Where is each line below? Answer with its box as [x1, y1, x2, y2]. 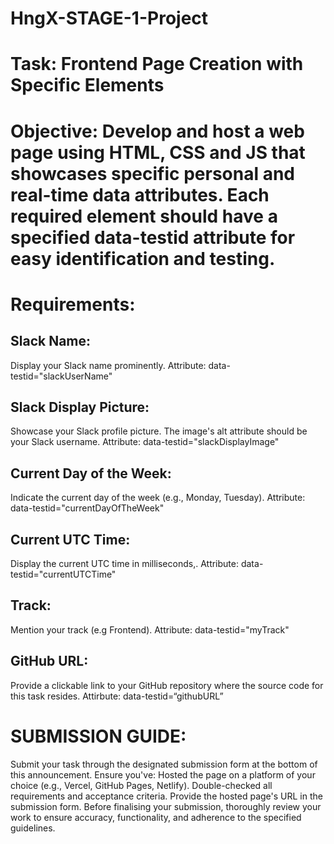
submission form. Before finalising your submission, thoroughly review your [10, 800, 322, 812]
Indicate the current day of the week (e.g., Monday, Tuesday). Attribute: [10, 492, 306, 504]
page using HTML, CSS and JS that [10, 141, 306, 164]
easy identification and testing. [10, 247, 276, 270]
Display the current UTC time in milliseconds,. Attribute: [10, 558, 239, 569]
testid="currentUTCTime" [10, 568, 117, 580]
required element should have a [10, 205, 278, 227]
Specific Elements [10, 74, 165, 97]
